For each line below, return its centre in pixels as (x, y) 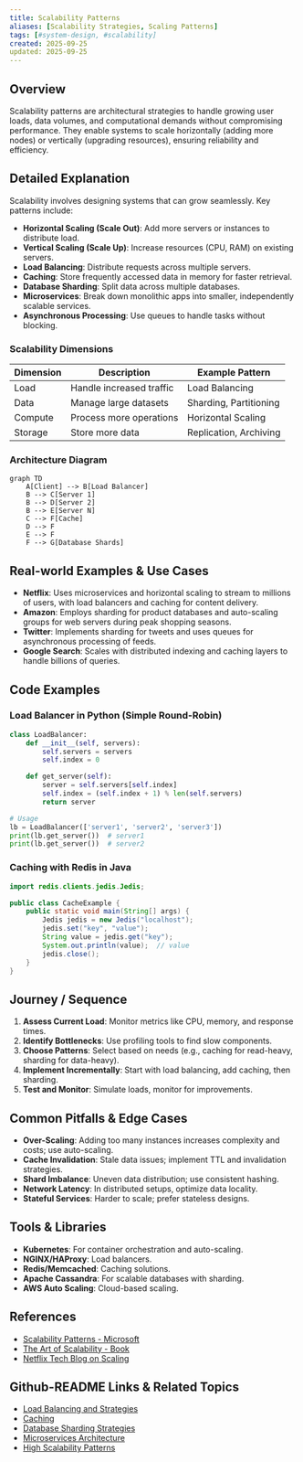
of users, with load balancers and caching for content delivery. (141, 603)
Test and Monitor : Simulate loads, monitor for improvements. (137, 1090)
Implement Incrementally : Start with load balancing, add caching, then (157, 1070)
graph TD (26, 479)
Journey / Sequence (68, 999)
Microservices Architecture (74, 1438)
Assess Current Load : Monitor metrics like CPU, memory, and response (158, 1021)
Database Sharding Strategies (79, 1428)
